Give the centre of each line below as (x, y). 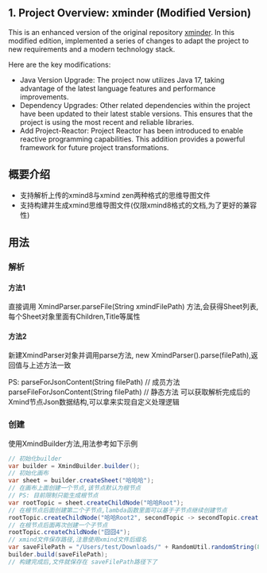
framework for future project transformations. (94, 147)
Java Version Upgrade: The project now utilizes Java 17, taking (122, 79)
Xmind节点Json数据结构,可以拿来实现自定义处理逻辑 (94, 402)
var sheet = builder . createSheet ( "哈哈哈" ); (81, 481)
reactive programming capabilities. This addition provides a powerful (132, 139)
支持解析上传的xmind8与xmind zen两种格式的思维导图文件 (115, 195)
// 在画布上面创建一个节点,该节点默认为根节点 (75, 488)
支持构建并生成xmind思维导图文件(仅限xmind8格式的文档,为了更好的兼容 (138, 205)
